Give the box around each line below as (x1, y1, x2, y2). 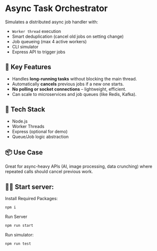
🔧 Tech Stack (5, 105, 45, 114)
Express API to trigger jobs (12, 49, 66, 55)
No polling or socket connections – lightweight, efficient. (12, 86, 127, 92)
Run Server (5, 214, 28, 220)
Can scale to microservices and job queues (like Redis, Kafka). (12, 91, 137, 97)
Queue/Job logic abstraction (12, 134, 69, 140)
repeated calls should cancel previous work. (5, 169, 93, 174)
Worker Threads (12, 123, 44, 129)
